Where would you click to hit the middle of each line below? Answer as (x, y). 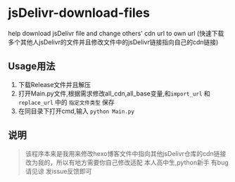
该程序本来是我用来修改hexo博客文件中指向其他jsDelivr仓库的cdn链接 (126, 153)
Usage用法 (32, 66)
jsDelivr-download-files (79, 13)
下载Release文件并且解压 (54, 84)
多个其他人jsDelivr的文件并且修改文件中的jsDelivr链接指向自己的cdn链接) (113, 42)
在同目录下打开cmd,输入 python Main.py (76, 111)
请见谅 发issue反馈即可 (58, 171)
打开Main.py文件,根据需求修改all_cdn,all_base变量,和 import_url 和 (114, 93)
